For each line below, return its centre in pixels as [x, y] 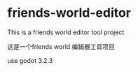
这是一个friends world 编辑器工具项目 [61, 46]
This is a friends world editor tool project [66, 32]
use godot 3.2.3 [30, 60]
